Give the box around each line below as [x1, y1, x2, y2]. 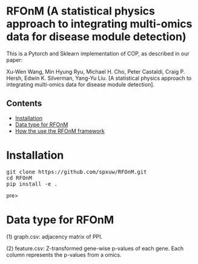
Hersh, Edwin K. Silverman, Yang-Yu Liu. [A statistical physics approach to [6, 74, 192, 82]
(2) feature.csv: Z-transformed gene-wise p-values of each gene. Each [6, 245, 183, 252]
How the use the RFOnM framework [15, 127, 105, 134]
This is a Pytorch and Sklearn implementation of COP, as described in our [6, 50, 190, 57]
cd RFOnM [6, 174, 32, 181]
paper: [6, 56, 23, 63]
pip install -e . [6, 180, 58, 187]
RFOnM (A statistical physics [6, 4, 156, 18]
